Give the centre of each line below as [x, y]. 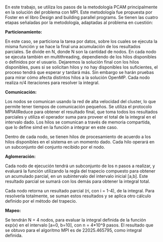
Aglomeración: [20, 156]
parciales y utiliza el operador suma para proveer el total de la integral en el [81, 117]
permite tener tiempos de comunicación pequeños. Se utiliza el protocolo [79, 107]
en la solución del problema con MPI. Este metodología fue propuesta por [79, 12]
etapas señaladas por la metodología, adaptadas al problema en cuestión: [79, 22]
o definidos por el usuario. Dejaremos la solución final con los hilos [72, 62]
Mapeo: [13, 210]
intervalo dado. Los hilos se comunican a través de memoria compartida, [78, 122]
